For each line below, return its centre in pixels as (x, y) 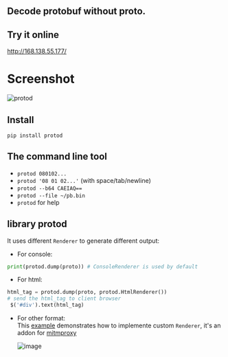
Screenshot (41, 79)
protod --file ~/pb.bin (51, 195)
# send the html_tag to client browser (64, 299)
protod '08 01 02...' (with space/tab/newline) (84, 180)
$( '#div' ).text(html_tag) (47, 305)
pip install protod (35, 136)
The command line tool (57, 156)
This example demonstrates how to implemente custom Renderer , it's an (119, 325)
